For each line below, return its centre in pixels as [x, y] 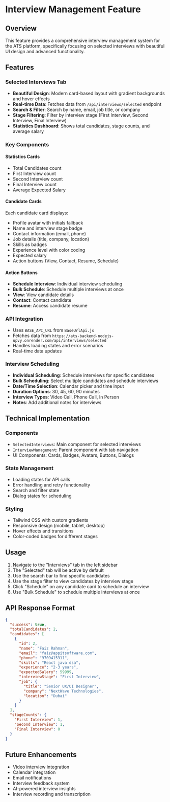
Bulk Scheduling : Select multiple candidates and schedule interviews [86, 381]
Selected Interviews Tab [36, 82]
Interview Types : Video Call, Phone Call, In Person [66, 397]
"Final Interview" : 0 [37, 729]
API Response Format [40, 608]
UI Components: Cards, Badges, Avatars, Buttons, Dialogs [73, 455]
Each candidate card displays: [37, 213]
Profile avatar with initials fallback [48, 223]
